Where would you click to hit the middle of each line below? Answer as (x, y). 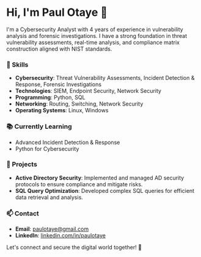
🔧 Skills (17, 65)
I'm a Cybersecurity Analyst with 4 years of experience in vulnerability (95, 29)
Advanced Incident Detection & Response (68, 142)
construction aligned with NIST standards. (59, 49)
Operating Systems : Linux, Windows (62, 110)
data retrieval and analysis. (49, 197)
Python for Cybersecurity (47, 148)
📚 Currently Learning (39, 126)
